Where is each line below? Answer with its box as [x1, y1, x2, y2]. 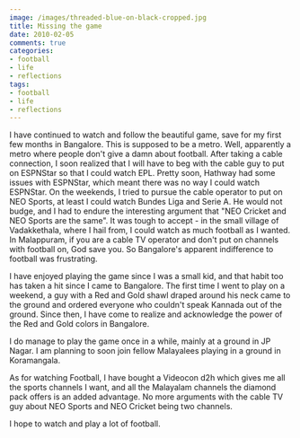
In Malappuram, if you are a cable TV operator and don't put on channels [9, 234, 279, 245]
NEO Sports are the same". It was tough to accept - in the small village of [9, 215, 279, 226]
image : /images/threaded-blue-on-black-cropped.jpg [9, 13, 207, 22]
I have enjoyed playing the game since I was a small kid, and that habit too [9, 271, 284, 282]
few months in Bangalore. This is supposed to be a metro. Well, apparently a [9, 139, 292, 150]
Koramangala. [9, 355, 61, 366]
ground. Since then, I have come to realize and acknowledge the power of [9, 309, 283, 320]
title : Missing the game [9, 22, 102, 31]
